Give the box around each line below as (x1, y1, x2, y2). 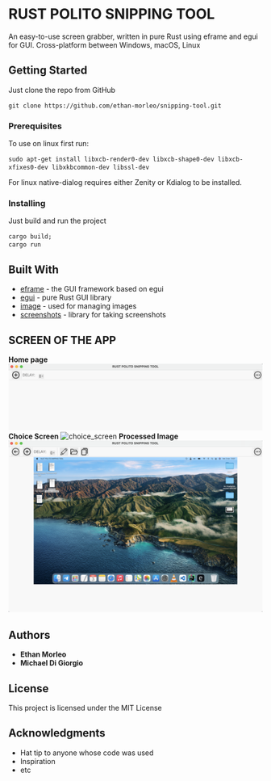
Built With (8, 262, 59, 276)
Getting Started (8, 64, 88, 78)
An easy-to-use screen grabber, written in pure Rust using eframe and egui (8, 31, 258, 41)
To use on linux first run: (8, 139, 90, 149)
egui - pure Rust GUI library (19, 292, 112, 303)
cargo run (8, 241, 42, 249)
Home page (8, 355, 48, 364)
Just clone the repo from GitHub (8, 85, 115, 94)
